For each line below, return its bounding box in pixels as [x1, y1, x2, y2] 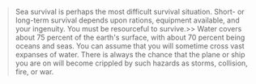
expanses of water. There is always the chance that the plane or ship [15, 50, 245, 59]
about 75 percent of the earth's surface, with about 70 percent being [15, 32, 245, 42]
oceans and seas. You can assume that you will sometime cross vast [15, 41, 245, 51]
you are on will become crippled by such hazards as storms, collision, [15, 58, 248, 68]
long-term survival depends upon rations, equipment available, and [15, 15, 240, 25]
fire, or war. [15, 67, 54, 76]
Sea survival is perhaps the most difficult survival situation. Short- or [15, 7, 245, 16]
